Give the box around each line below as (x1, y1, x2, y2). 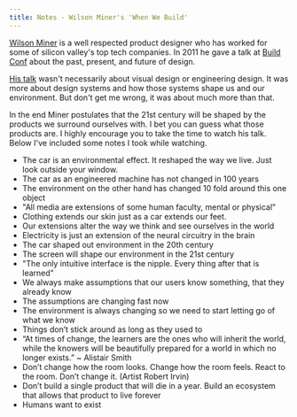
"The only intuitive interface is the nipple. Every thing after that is (21, 258, 260, 268)
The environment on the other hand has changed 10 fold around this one (21, 182, 287, 193)
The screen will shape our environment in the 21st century (21, 249, 235, 259)
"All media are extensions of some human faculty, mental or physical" (21, 201, 277, 212)
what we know (21, 314, 75, 325)
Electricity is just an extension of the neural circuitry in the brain (21, 229, 255, 240)
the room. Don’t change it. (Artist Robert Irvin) (21, 371, 190, 382)
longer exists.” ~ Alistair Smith (21, 351, 132, 363)
